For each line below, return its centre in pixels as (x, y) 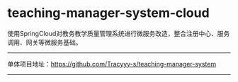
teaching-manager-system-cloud (109, 13)
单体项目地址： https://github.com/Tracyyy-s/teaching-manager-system (112, 64)
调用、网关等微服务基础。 (45, 42)
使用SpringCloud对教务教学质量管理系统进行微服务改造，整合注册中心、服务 (119, 33)
